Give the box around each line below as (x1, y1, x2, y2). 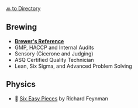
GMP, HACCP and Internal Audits (14, 44, 95, 51)
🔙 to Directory (6, 5, 41, 12)
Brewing (6, 22, 37, 32)
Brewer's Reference (14, 37, 64, 44)
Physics (6, 79, 36, 89)
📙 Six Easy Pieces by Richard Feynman (14, 95, 108, 102)
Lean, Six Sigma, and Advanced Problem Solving (14, 62, 133, 69)
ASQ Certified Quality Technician (14, 56, 95, 63)
